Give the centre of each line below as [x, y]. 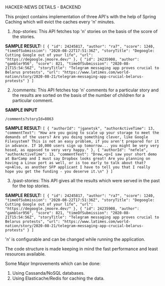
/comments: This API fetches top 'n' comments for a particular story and [85, 90]
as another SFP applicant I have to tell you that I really [88, 167]
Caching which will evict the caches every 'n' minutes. [60, 22]
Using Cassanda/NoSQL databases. [48, 273]
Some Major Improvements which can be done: [53, 263]
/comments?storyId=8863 [29, 119]
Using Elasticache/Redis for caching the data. [58, 278]
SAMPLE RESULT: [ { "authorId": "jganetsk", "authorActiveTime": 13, [80, 128]
